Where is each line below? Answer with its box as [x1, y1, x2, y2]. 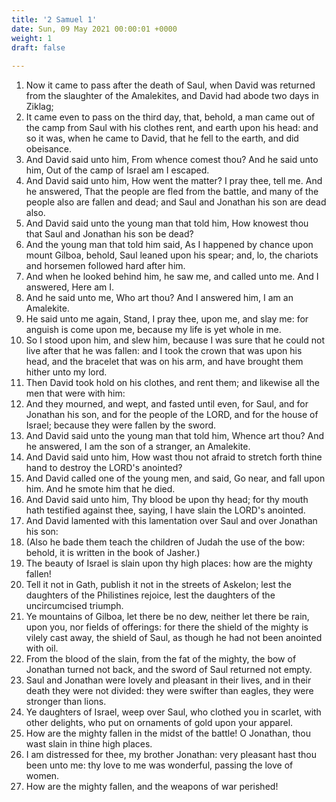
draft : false [11, 42, 66, 53]
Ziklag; [25, 101, 54, 113]
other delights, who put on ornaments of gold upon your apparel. [25, 717, 294, 729]
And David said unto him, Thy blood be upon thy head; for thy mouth [25, 494, 309, 506]
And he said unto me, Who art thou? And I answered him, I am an [25, 292, 294, 304]
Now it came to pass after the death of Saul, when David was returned [25, 79, 316, 91]
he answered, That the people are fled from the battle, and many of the [25, 186, 319, 198]
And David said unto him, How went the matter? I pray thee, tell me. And [25, 175, 323, 187]
